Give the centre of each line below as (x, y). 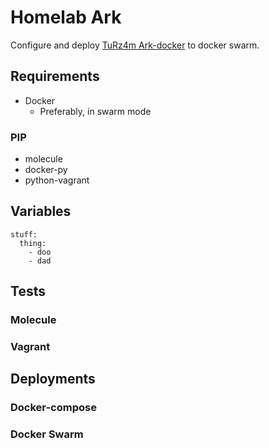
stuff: (24, 234)
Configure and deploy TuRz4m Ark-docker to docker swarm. (135, 45)
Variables (41, 211)
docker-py (46, 170)
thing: (33, 243)
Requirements (55, 76)
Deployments (53, 379)
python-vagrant (57, 180)
